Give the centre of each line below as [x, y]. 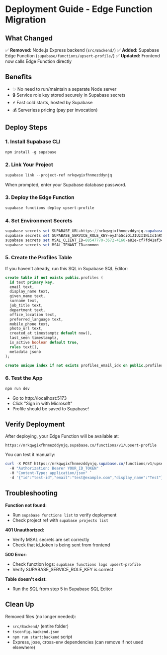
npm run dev [17, 388]
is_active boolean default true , [44, 342]
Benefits [19, 77]
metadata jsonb [25, 352]
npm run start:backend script [42, 637]
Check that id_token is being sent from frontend [61, 545]
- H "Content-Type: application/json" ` [51, 473]
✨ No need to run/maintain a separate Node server [64, 89]
